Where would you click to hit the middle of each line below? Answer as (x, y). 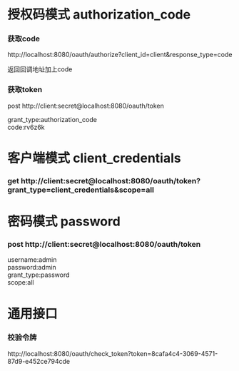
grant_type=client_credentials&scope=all (81, 190)
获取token (25, 90)
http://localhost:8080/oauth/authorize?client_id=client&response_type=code (120, 55)
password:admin (32, 268)
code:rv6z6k (26, 127)
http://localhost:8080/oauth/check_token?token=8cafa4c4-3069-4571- (113, 353)
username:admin (32, 260)
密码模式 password (64, 222)
